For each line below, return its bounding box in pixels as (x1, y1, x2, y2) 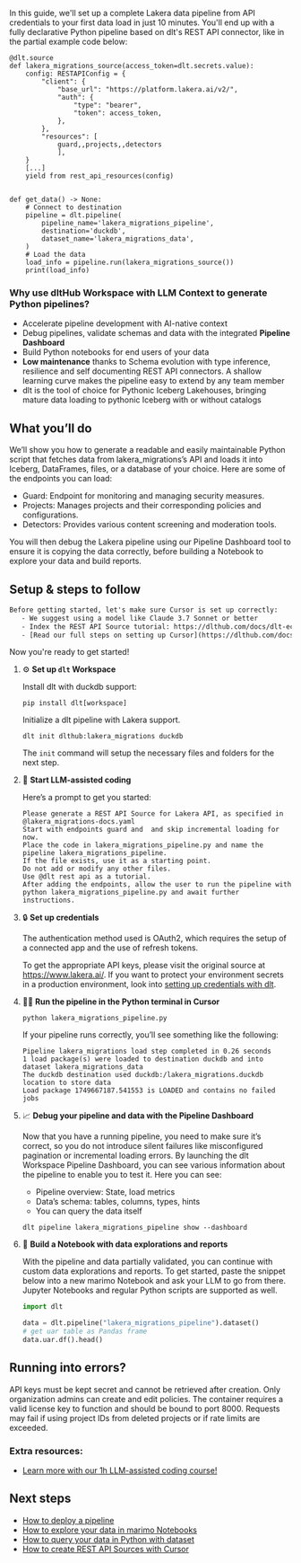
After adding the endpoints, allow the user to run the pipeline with (21, 880, 292, 889)
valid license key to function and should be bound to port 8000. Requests (9, 1403, 280, 1414)
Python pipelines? (9, 297, 90, 310)
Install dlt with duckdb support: (21, 682, 137, 693)
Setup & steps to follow (9, 581, 141, 596)
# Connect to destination (25, 203, 123, 212)
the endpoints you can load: (9, 473, 113, 484)
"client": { (41, 77, 87, 86)
